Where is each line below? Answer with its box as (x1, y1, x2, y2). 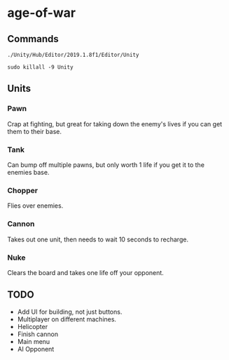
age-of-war (7, 5, 76, 21)
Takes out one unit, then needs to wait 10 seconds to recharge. (7, 235, 189, 244)
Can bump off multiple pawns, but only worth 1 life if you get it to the (7, 160, 205, 169)
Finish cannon (17, 330, 58, 338)
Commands (7, 33, 60, 45)
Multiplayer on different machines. (17, 314, 117, 324)
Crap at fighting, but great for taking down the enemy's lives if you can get (7, 119, 223, 128)
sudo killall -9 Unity (7, 64, 74, 71)
